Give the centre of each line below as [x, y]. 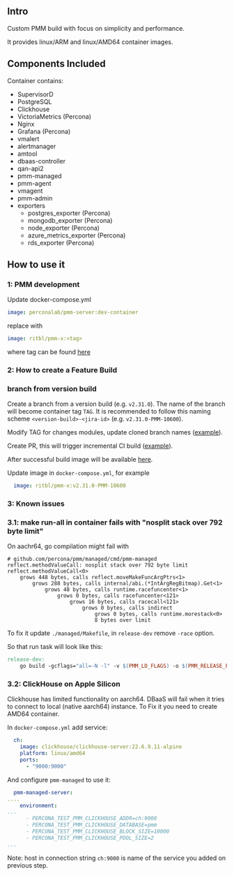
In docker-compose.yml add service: [57, 728]
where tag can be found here [49, 352]
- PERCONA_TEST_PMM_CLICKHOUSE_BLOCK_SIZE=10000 [97, 832]
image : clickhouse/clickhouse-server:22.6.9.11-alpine [101, 747]
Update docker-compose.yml [49, 300]
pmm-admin [35, 198]
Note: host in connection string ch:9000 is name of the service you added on [117, 858]
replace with [25, 326]
